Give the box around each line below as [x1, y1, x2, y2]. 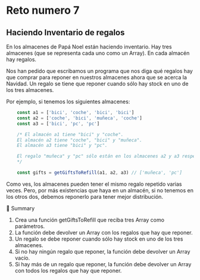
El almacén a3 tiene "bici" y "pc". [17, 143, 108, 149]
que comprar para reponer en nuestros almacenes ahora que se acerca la [6, 74, 187, 81]
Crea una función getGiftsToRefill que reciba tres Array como [14, 216, 165, 223]
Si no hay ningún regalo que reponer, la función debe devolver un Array [14, 248, 190, 255]
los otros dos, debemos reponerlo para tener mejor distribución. [6, 193, 164, 200]
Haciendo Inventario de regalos [6, 27, 125, 38]
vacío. [14, 254, 30, 261]
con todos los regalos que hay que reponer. [14, 267, 122, 274]
